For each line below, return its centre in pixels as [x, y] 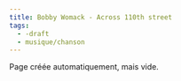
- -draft [33, 33]
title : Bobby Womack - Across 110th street [91, 17]
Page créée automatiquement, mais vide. [84, 67]
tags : [19, 26]
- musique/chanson [51, 42]
